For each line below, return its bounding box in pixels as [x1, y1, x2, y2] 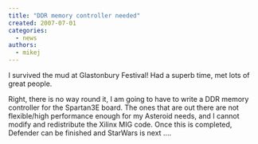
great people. [8, 79, 53, 88]
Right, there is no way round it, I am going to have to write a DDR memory [8, 95, 249, 103]
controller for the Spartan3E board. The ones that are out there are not [8, 103, 239, 112]
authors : [8, 41, 37, 49]
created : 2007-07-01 [8, 19, 77, 27]
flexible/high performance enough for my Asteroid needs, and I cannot [8, 111, 240, 120]
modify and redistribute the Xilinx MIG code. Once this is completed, [8, 120, 233, 129]
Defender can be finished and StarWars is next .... [8, 128, 172, 138]
